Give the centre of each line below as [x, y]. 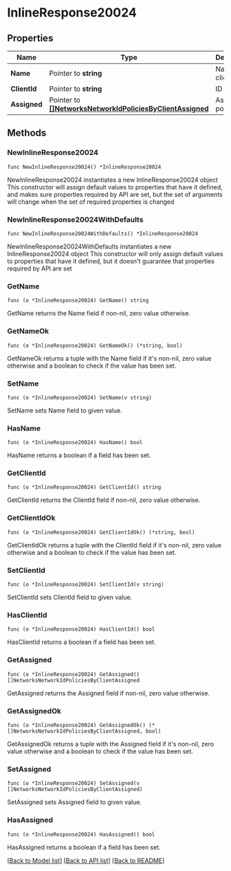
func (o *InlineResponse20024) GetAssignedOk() [77, 725]
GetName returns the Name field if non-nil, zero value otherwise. [99, 313]
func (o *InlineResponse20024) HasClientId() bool [81, 629]
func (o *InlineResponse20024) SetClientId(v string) [86, 585]
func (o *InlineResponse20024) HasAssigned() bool [81, 835]
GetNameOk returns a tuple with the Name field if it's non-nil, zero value [109, 358]
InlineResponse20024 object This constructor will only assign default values [115, 253]
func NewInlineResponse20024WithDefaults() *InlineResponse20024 [102, 233]
